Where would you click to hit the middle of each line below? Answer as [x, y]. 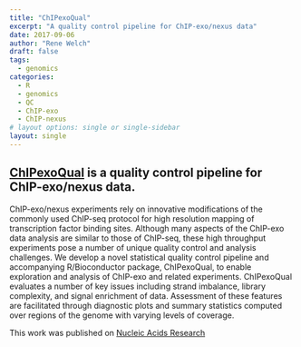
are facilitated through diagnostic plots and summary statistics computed [146, 305]
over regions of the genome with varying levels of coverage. [122, 315]
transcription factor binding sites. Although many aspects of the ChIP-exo [147, 228]
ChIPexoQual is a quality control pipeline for [136, 173]
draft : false [34, 52]
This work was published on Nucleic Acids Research [107, 332]
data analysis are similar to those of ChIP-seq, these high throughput [138, 238]
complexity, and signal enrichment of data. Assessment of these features [146, 295]
